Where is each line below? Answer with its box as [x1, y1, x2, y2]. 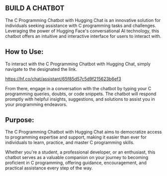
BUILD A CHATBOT [5, 4, 65, 12]
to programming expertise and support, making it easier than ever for [5, 134, 147, 140]
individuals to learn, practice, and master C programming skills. [5, 140, 135, 146]
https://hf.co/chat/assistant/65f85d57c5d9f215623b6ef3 [5, 76, 121, 82]
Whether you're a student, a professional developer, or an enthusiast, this [5, 149, 156, 155]
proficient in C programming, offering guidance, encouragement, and [5, 160, 147, 166]
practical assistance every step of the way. [5, 165, 93, 171]
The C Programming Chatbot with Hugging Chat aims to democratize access [5, 129, 162, 135]
